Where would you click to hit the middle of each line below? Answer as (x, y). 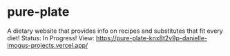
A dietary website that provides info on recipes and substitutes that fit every (115, 31)
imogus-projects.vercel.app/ (48, 45)
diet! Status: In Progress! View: (51, 38)
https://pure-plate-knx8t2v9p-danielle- (152, 38)
